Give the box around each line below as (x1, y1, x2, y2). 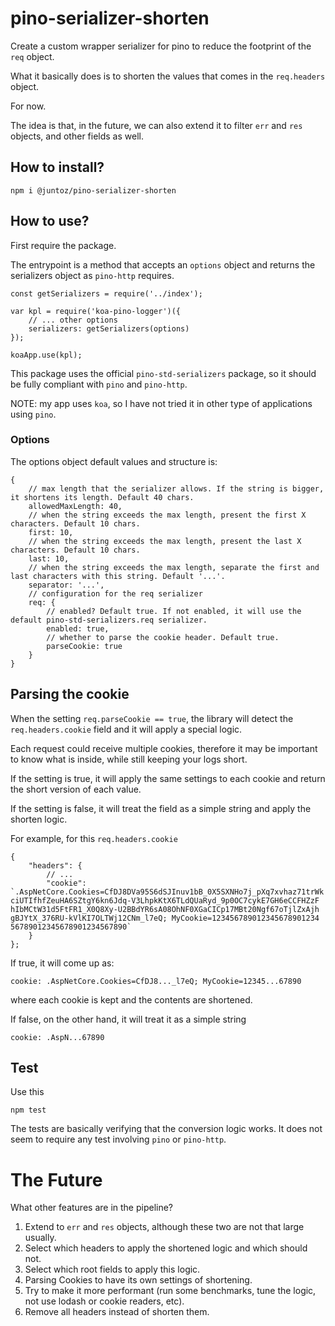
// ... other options (28, 315, 118, 325)
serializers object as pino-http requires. (10, 269, 175, 281)
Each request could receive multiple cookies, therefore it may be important (10, 742, 318, 754)
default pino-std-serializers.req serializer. (10, 615, 208, 625)
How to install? (10, 159, 105, 176)
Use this (10, 1086, 45, 1098)
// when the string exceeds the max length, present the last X (28, 536, 302, 546)
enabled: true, (46, 623, 110, 634)
